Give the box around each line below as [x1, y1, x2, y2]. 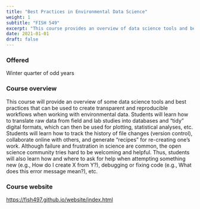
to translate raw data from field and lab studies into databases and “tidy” [6, 117, 185, 124]
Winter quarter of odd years [6, 70, 74, 77]
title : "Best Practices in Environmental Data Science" [6, 8, 148, 15]
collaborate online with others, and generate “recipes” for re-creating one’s [6, 136, 190, 143]
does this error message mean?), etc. [6, 167, 98, 174]
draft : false [6, 36, 39, 42]
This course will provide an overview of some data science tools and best [6, 98, 186, 105]
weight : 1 [6, 14, 31, 20]
